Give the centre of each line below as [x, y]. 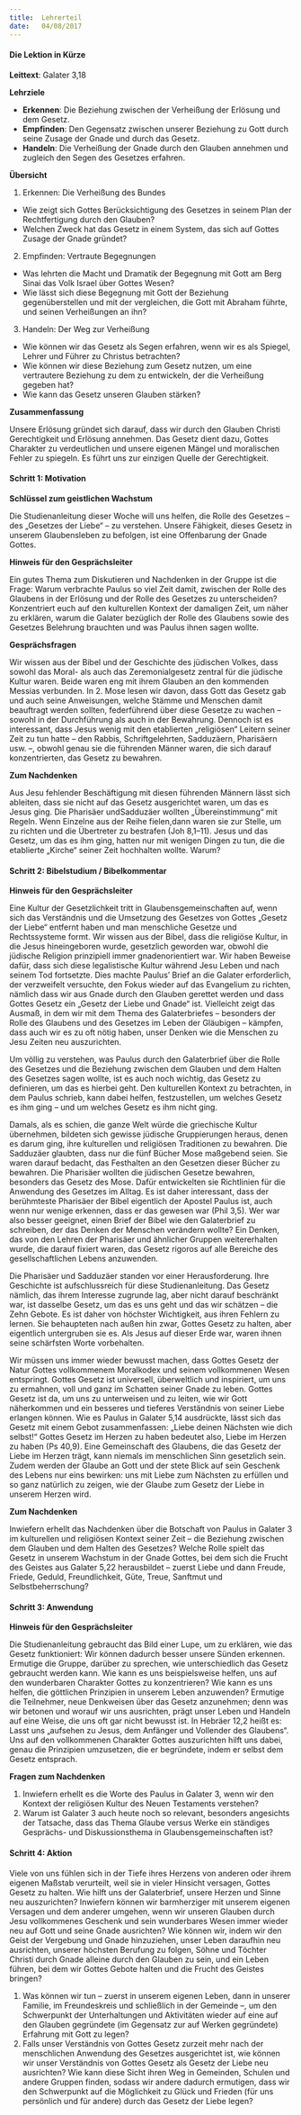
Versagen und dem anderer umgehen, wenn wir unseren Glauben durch [142, 1911]
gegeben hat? [48, 384]
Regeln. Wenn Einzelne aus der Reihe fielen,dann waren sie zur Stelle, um [146, 821]
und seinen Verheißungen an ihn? [84, 311]
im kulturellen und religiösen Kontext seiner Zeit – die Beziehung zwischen [147, 1539]
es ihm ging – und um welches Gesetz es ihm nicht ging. [114, 1107]
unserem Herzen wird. [50, 1494]
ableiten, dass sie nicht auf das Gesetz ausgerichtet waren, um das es [139, 802]
